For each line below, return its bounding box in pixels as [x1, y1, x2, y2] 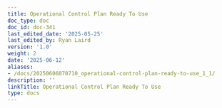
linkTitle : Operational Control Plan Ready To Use [7, 83, 161, 90]
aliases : [7, 63, 34, 70]
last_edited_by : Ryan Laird [7, 37, 91, 44]
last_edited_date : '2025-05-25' [7, 30, 104, 38]
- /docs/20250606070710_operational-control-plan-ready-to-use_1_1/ [7, 70, 216, 77]
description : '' [7, 76, 56, 84]
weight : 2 [7, 50, 37, 58]
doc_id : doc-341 [7, 23, 56, 31]
